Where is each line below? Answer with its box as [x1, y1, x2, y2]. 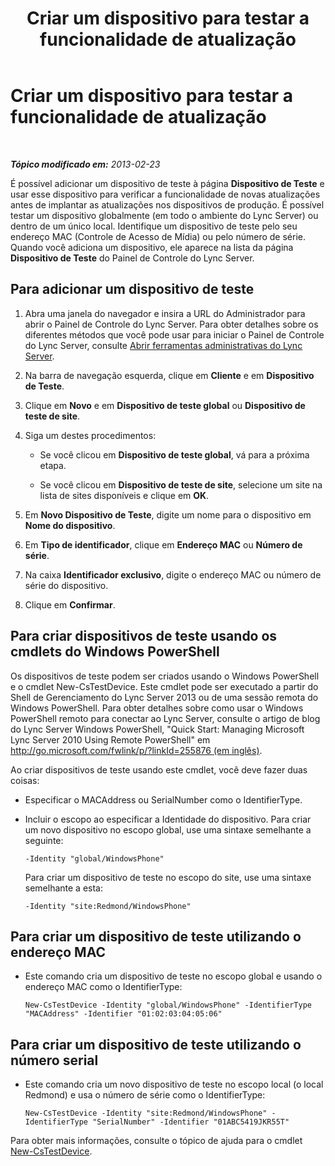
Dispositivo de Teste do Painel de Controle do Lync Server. [10, 252, 255, 264]
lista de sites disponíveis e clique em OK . [39, 489, 210, 501]
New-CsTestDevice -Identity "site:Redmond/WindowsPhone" [24, 1108, 268, 1119]
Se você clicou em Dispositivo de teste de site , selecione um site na [39, 478, 323, 491]
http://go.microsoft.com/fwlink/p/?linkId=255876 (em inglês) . [10, 744, 263, 756]
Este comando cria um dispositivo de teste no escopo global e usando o [24, 970, 323, 982]
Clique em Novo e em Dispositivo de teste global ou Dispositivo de [24, 399, 306, 411]
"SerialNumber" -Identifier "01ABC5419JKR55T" [92, 1117, 290, 1127]
